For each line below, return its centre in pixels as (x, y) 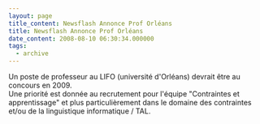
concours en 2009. (40, 85)
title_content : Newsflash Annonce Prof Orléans (91, 24)
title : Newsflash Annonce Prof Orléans (76, 31)
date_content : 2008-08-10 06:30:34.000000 (81, 38)
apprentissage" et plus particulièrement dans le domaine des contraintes (130, 103)
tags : (17, 46)
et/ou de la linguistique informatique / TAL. (80, 111)
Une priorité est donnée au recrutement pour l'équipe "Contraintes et (124, 94)
